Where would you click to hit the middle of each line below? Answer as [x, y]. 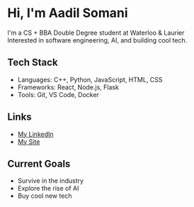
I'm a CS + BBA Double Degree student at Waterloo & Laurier [96, 33]
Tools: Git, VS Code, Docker [58, 94]
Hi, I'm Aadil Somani [68, 13]
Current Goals [39, 163]
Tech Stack [33, 63]
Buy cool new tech [45, 196]
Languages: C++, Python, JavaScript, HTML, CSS [90, 79]
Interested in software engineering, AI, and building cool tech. [97, 40]
